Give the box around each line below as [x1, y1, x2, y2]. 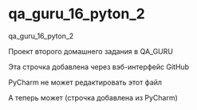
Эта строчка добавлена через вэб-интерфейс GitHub [8, 61, 190, 72]
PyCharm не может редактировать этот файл [8, 77, 162, 87]
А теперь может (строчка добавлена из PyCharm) [8, 92, 178, 102]
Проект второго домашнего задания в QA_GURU [8, 46, 174, 56]
